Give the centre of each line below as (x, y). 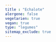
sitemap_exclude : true (28, 32)
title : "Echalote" (25, 9)
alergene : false (21, 14)
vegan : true (17, 23)
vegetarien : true (23, 18)
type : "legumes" (21, 28)
